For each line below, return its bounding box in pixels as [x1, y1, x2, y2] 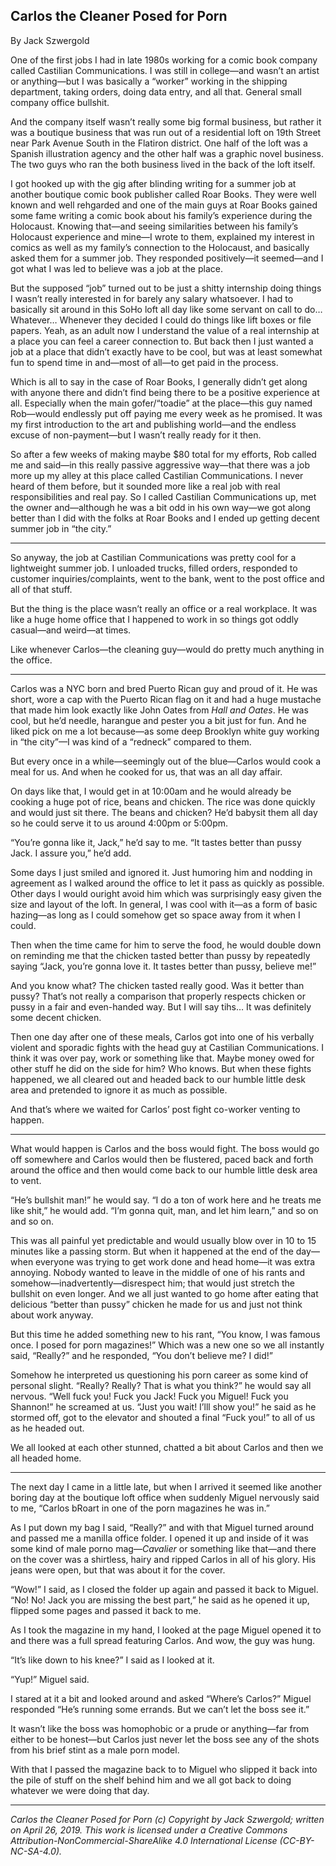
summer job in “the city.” [10, 522, 112, 534]
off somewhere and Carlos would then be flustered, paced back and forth [10, 1153, 314, 1165]
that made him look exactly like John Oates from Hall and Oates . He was [10, 704, 309, 716]
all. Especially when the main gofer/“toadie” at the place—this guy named [10, 397, 313, 409]
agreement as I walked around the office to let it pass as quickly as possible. [10, 877, 325, 889]
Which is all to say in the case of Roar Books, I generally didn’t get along [10, 375, 308, 388]
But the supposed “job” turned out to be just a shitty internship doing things [10, 282, 322, 294]
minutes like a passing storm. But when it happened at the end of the [10, 1245, 294, 1257]
